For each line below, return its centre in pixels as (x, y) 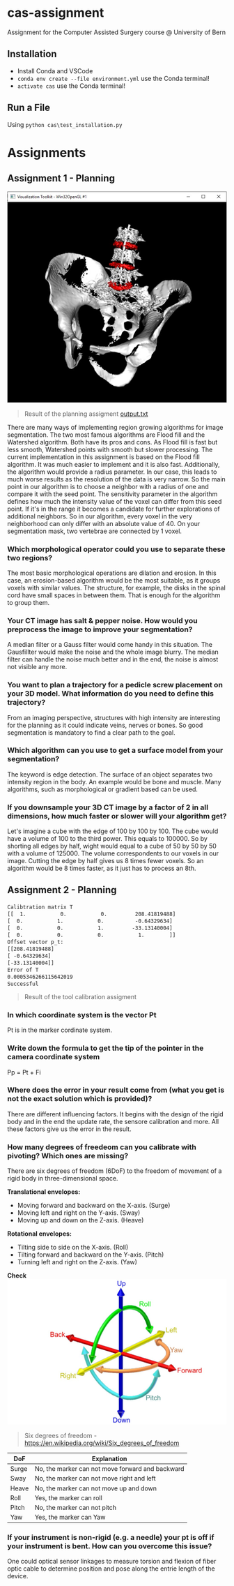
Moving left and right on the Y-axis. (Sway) (79, 1213)
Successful (23, 984)
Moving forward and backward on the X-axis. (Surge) (94, 1206)
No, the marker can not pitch (76, 1508)
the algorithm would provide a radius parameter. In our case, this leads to (112, 472)
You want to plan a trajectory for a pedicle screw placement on (115, 685)
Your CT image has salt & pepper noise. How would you (102, 620)
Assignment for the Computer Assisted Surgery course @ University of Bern (117, 32)
